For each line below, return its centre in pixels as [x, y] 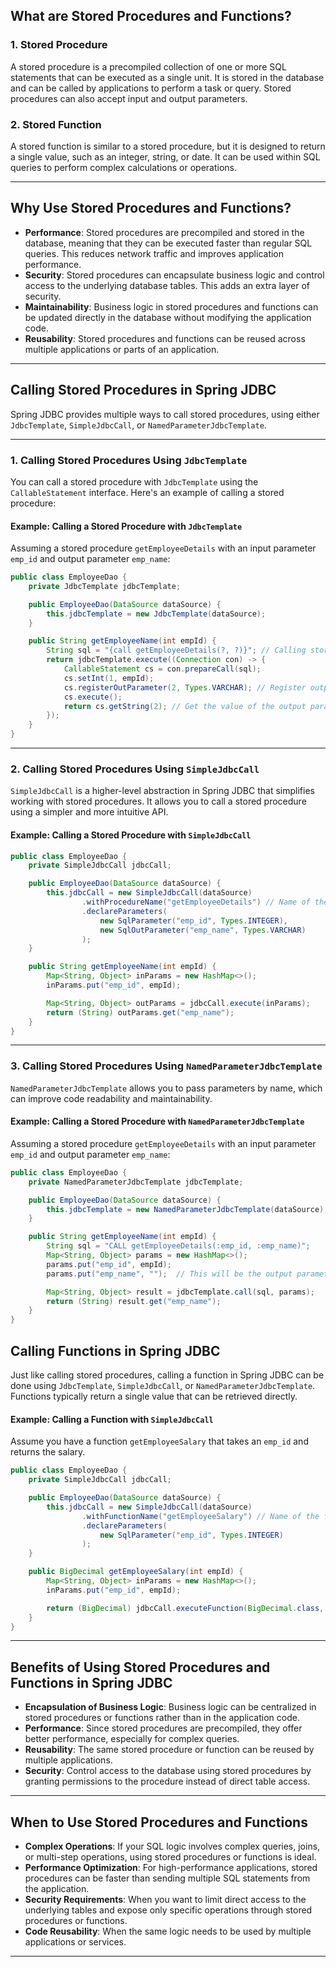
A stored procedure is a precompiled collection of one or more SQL [148, 66]
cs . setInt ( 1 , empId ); [109, 678]
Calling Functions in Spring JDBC [115, 1350]
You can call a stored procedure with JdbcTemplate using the [134, 481]
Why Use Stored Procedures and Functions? [151, 208]
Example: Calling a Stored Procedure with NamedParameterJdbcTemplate [157, 1121]
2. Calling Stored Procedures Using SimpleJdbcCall [135, 769]
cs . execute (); [93, 697]
